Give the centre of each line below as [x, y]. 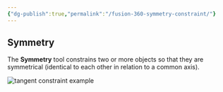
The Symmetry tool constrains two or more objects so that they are [106, 59]
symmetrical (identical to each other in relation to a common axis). [103, 67]
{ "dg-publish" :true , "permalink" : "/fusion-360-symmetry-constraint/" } [112, 14]
